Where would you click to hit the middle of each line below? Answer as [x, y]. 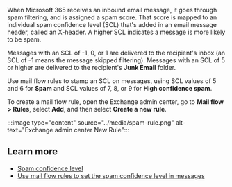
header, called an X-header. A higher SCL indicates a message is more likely [116, 32]
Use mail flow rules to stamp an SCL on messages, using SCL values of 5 [112, 81]
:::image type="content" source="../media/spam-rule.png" [91, 123]
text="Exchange [30, 130]
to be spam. [24, 39]
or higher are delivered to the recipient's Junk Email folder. [92, 68]
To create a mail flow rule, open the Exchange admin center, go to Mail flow [116, 102]
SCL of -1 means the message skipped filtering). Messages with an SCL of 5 [116, 60]
